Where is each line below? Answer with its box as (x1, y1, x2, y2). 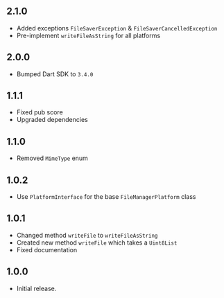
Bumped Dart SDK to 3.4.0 (16, 69, 94, 78)
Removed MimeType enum (16, 154, 88, 162)
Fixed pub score (16, 108, 63, 116)
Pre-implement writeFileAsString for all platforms (16, 31, 161, 40)
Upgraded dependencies (16, 116, 88, 124)
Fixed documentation (16, 245, 78, 254)
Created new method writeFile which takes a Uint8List (16, 238, 178, 247)
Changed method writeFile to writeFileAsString (16, 231, 158, 239)
